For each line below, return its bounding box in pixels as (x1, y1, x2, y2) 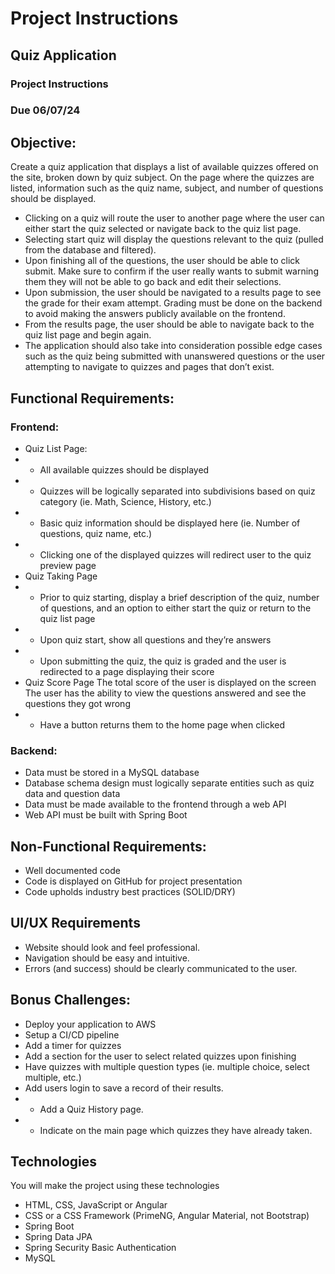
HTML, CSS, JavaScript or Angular (24, 1199, 168, 1211)
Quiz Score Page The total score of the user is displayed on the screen (24, 676, 317, 688)
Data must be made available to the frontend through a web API (24, 798, 287, 811)
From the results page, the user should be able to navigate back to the (24, 318, 315, 331)
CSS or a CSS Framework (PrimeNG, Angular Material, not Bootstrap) (24, 1210, 310, 1222)
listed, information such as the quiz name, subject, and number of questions (10, 182, 324, 194)
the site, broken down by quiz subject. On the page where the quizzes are (10, 172, 315, 184)
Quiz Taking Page (24, 570, 98, 582)
